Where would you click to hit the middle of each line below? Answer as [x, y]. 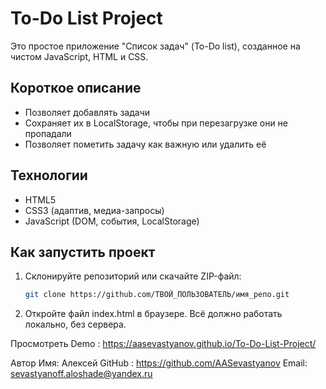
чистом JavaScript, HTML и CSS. [79, 56]
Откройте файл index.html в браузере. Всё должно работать [153, 314]
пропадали [48, 133]
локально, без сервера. [75, 324]
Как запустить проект [83, 252]
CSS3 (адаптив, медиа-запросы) [94, 210]
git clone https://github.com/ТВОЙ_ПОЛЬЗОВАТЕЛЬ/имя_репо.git [157, 295]
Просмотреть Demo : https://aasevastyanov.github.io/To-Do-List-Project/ [163, 344]
